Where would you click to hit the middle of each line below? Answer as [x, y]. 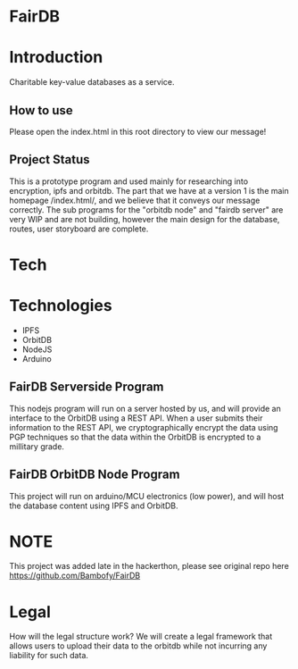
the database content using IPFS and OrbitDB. [94, 506]
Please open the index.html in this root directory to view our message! [138, 131]
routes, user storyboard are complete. [79, 229]
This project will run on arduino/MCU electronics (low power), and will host [147, 496]
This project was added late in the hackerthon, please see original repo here [149, 566]
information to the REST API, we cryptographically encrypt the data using [144, 427]
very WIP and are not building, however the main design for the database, [145, 219]
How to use [41, 110]
